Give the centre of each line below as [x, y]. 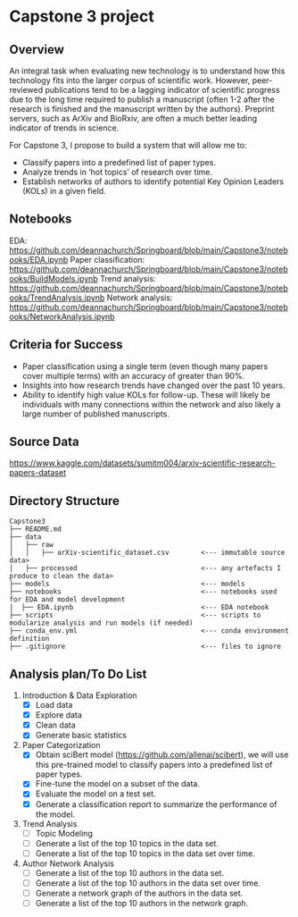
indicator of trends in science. [64, 128]
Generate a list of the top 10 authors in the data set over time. [148, 883]
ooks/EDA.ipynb [39, 259]
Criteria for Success [66, 345]
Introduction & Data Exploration [79, 695]
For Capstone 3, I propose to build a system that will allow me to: [128, 145]
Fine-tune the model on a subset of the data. [118, 784]
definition [29, 639]
